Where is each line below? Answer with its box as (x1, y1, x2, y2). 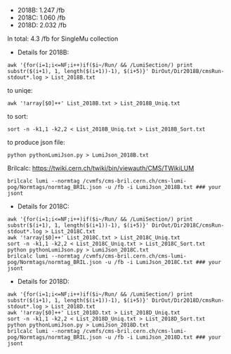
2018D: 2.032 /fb (17, 21, 67, 29)
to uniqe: (7, 86, 33, 94)
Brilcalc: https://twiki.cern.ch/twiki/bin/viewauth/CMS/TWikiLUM (7, 164, 194, 172)
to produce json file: (7, 138, 65, 146)
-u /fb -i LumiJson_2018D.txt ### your (104, 334, 221, 341)
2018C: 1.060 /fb (17, 13, 66, 22)
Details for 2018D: (17, 277, 70, 285)
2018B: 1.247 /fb (17, 6, 65, 14)
